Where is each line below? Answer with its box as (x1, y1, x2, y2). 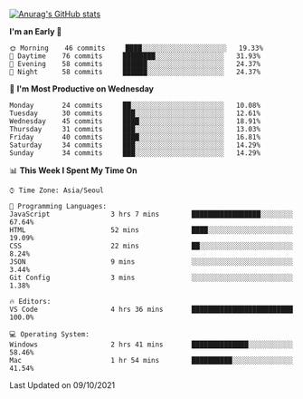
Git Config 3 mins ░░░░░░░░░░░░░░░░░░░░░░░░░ (9, 273, 294, 282)
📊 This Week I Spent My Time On (9, 165, 137, 176)
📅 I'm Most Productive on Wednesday (9, 83, 154, 94)
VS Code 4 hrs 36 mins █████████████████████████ (9, 305, 294, 314)
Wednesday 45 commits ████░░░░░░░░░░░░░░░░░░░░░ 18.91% (9, 117, 260, 126)
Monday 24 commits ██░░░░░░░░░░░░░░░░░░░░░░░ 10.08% (9, 101, 260, 110)
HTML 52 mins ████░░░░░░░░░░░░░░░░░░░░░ (9, 226, 294, 235)
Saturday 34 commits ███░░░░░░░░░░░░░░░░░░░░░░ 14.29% (9, 141, 260, 150)
